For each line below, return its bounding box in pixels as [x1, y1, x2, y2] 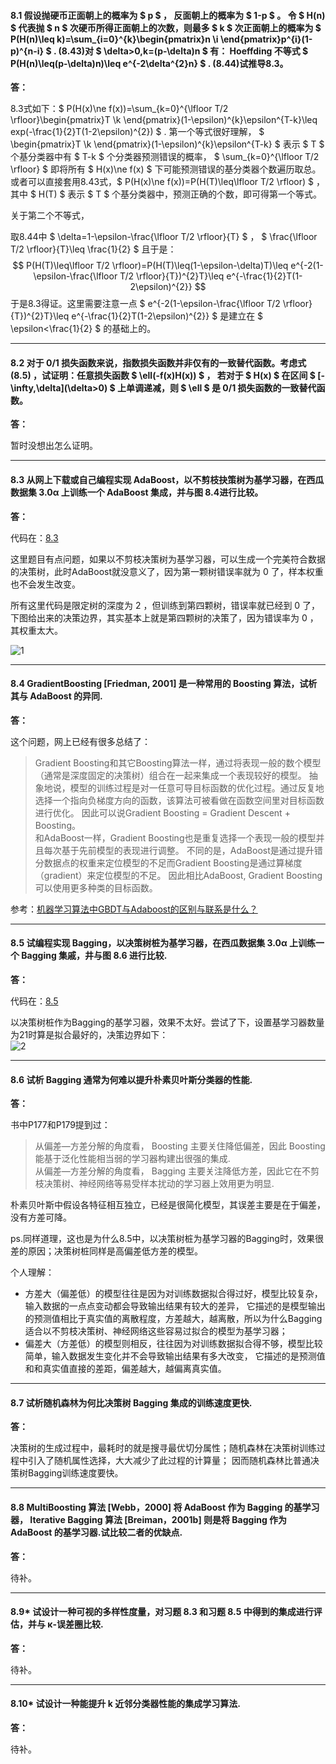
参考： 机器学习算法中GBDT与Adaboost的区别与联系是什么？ [10, 903, 258, 915]
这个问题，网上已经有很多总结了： [10, 735, 151, 747]
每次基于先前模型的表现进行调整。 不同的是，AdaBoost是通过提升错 [43, 844, 323, 856]
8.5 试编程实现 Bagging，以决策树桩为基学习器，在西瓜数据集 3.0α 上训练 [10, 937, 316, 949]
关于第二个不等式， [10, 210, 90, 222]
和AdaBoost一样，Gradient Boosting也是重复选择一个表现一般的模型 [34, 831, 317, 844]
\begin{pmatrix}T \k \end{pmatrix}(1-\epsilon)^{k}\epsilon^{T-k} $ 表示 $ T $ [10, 138, 325, 150]
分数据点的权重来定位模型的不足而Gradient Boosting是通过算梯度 [34, 856, 303, 869]
